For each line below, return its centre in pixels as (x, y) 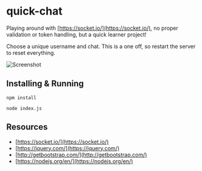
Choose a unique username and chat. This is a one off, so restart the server (101, 46)
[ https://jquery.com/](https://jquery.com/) (67, 148)
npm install (21, 98)
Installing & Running (45, 84)
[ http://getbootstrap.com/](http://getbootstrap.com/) (81, 155)
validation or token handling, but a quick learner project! (77, 34)
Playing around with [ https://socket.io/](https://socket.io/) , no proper (92, 28)
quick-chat (34, 11)
